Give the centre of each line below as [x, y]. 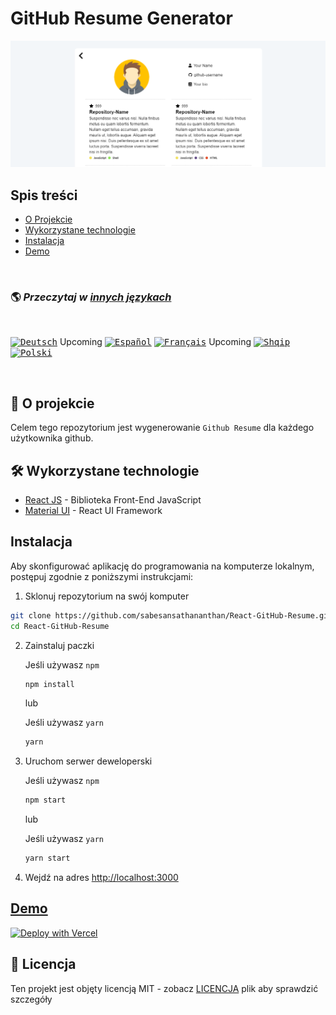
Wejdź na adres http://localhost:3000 [101, 878]
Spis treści [44, 195]
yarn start [47, 858]
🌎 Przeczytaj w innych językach [91, 297]
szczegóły [31, 999]
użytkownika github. [52, 438]
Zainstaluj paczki [59, 645]
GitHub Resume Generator [121, 18]
